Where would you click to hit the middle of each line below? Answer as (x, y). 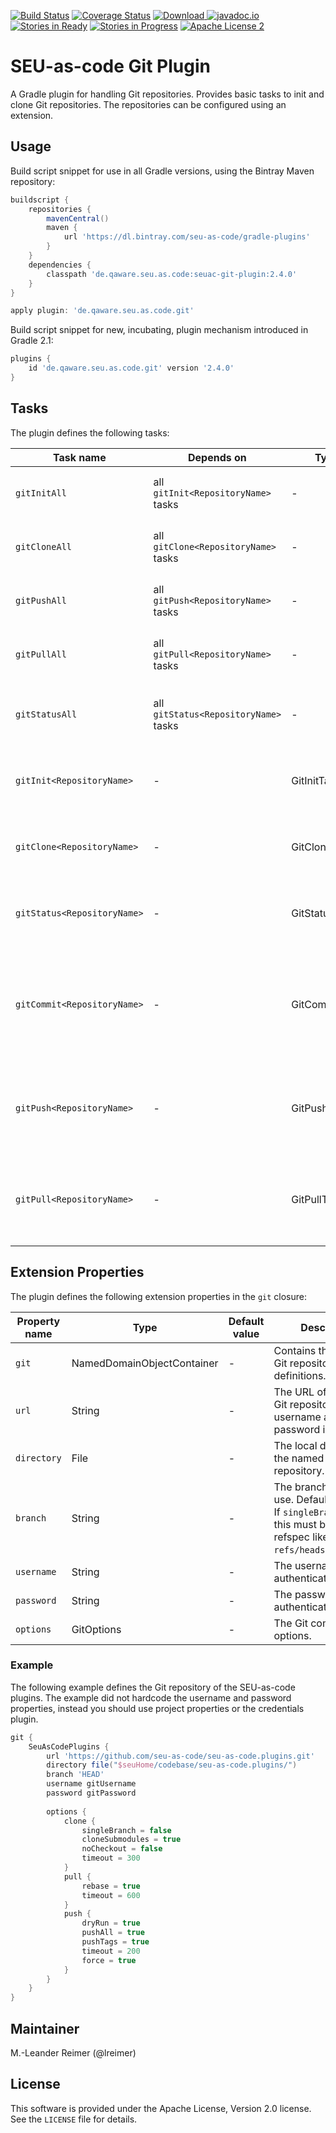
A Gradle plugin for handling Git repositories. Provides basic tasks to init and (167, 94)
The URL (294, 1392)
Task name (79, 457)
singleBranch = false (126, 1830)
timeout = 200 (111, 1951)
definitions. (300, 1375)
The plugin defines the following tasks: (90, 432)
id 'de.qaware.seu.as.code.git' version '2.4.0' (131, 368)
